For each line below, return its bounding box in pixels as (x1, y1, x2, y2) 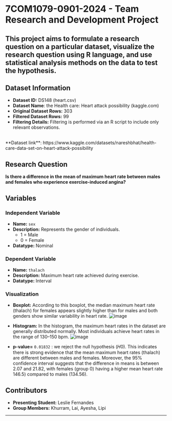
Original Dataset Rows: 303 (12, 108, 73, 114)
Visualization (5, 291, 39, 298)
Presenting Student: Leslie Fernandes (12, 400, 94, 406)
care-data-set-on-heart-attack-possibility (5, 145, 94, 151)
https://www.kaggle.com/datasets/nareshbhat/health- (42, 140, 157, 146)
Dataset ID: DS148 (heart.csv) (12, 97, 77, 103)
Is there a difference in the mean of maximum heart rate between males (5, 173, 160, 180)
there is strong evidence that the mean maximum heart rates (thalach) (12, 349, 160, 356)
